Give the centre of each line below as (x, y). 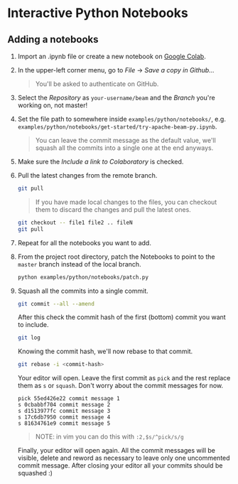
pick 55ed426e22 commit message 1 (69, 399)
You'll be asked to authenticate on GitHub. (97, 84)
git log (29, 338)
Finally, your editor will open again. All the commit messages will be (116, 451)
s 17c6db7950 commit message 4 (64, 417)
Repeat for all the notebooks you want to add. (84, 242)
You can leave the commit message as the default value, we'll (126, 140)
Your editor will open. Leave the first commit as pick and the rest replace (124, 378)
